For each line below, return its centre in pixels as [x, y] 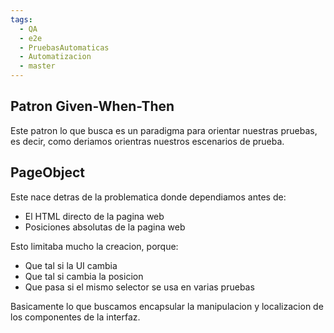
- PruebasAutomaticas [64, 47]
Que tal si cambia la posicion [84, 276]
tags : [21, 19]
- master [37, 66]
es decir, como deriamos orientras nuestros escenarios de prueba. [147, 141]
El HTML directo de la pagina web [94, 216]
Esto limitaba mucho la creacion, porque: [94, 246]
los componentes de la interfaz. [75, 317]
